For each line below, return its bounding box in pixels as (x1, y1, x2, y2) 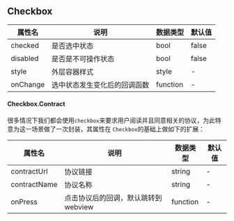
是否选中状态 (51, 41, 94, 51)
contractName (10, 180, 58, 190)
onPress (10, 197, 38, 207)
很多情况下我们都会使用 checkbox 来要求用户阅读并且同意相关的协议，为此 (7, 116, 216, 124)
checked (10, 40, 40, 50)
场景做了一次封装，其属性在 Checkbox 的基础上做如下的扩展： (31, 125, 205, 133)
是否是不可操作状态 (51, 54, 115, 63)
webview (64, 202, 94, 212)
